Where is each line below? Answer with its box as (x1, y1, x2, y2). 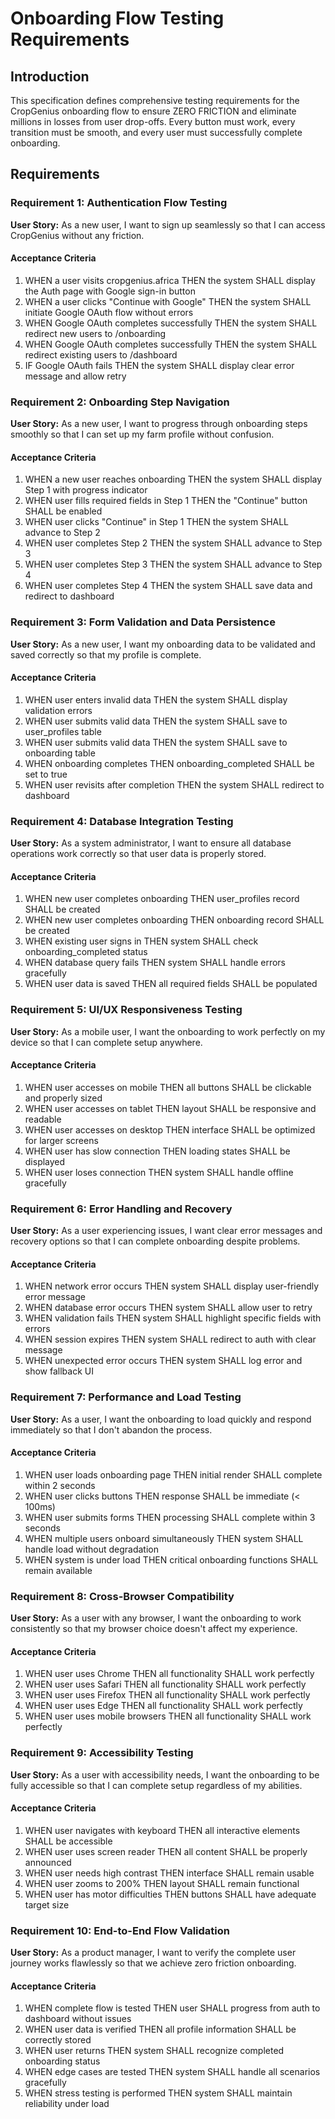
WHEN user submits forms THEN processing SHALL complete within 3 (24, 1511, 316, 1523)
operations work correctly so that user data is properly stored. (10, 848, 267, 860)
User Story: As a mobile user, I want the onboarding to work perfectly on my (10, 1025, 326, 1037)
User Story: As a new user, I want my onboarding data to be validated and (10, 638, 316, 650)
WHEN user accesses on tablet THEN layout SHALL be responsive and (24, 1102, 317, 1114)
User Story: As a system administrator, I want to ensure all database (10, 837, 292, 849)
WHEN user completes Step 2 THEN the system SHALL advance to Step (24, 537, 323, 549)
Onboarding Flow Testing (10, 7, 225, 30)
